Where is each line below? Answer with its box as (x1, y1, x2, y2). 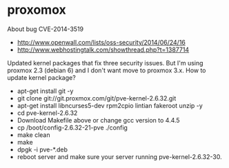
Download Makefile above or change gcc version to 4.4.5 (17, 116, 181, 124)
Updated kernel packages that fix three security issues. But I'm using (7, 59, 203, 67)
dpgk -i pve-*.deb (17, 145, 68, 154)
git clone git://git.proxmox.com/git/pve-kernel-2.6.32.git (17, 94, 177, 102)
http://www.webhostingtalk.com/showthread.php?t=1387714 (17, 45, 190, 54)
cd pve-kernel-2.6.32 (17, 109, 78, 117)
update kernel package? (7, 73, 76, 81)
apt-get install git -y (17, 87, 74, 95)
